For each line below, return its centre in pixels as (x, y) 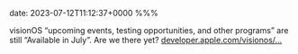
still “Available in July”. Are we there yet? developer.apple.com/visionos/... (146, 40)
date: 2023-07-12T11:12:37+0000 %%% (84, 13)
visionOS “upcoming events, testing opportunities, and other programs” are (149, 30)
